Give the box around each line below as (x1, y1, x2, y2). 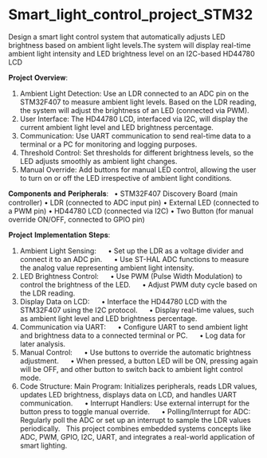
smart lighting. (19, 440, 68, 450)
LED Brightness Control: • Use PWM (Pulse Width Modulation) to (19, 271, 243, 280)
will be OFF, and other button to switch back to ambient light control (19, 364, 243, 374)
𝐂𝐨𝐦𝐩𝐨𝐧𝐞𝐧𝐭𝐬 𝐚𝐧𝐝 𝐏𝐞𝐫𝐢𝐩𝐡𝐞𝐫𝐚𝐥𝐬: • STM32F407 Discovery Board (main (8, 189, 238, 198)
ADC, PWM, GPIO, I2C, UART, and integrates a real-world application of (19, 432, 255, 441)
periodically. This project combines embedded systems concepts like (19, 424, 252, 433)
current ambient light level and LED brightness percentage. (19, 122, 214, 132)
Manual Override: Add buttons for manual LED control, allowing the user (19, 165, 257, 174)
